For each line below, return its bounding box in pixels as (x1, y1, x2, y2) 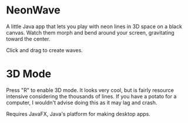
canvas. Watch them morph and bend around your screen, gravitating (6, 29, 174, 36)
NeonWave (6, 4, 61, 17)
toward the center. (6, 35, 51, 42)
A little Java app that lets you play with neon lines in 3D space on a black (6, 23, 182, 30)
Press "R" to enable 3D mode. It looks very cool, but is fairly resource (6, 86, 174, 94)
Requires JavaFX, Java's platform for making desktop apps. (6, 110, 151, 117)
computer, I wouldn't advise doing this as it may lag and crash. (6, 99, 157, 106)
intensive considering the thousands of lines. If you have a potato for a (6, 93, 177, 100)
